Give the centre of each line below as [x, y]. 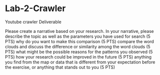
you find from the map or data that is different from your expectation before [80, 62]
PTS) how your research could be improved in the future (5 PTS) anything [78, 57]
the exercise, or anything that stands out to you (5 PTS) [60, 67]
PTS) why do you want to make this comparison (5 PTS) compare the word [80, 41]
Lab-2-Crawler [36, 8]
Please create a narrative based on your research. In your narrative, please [80, 31]
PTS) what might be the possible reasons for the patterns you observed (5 [79, 52]
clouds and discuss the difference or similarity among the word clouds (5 [78, 46]
